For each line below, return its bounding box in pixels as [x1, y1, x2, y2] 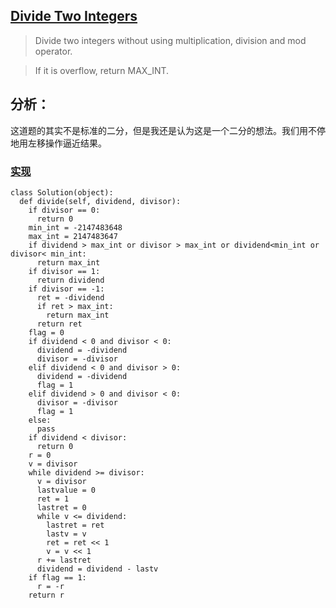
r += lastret [36, 555, 92, 565]
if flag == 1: [28, 572, 87, 583]
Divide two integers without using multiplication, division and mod [34, 34, 307, 46]
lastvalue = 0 [36, 485, 97, 495]
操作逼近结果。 [44, 137, 107, 149]
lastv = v [46, 529, 87, 539]
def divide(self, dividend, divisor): [19, 196, 182, 206]
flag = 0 [28, 327, 65, 338]
